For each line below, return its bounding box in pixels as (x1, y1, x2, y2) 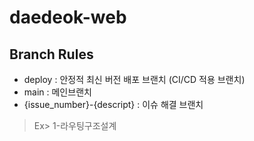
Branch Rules (9, 46, 94, 63)
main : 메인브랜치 (23, 86, 92, 98)
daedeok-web (9, 6, 127, 29)
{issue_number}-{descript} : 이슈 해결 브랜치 (23, 99, 204, 110)
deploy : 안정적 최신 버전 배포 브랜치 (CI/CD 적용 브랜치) (23, 74, 246, 85)
